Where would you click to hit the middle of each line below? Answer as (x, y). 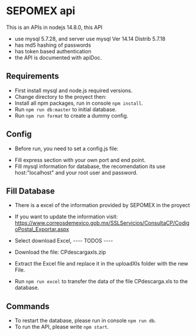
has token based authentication (53, 51)
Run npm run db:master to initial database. (66, 109)
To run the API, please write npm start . (62, 327)
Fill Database (30, 191)
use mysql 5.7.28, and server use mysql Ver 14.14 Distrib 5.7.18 (90, 38)
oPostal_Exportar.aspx (42, 230)
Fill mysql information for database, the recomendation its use (90, 166)
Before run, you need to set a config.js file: (66, 148)
